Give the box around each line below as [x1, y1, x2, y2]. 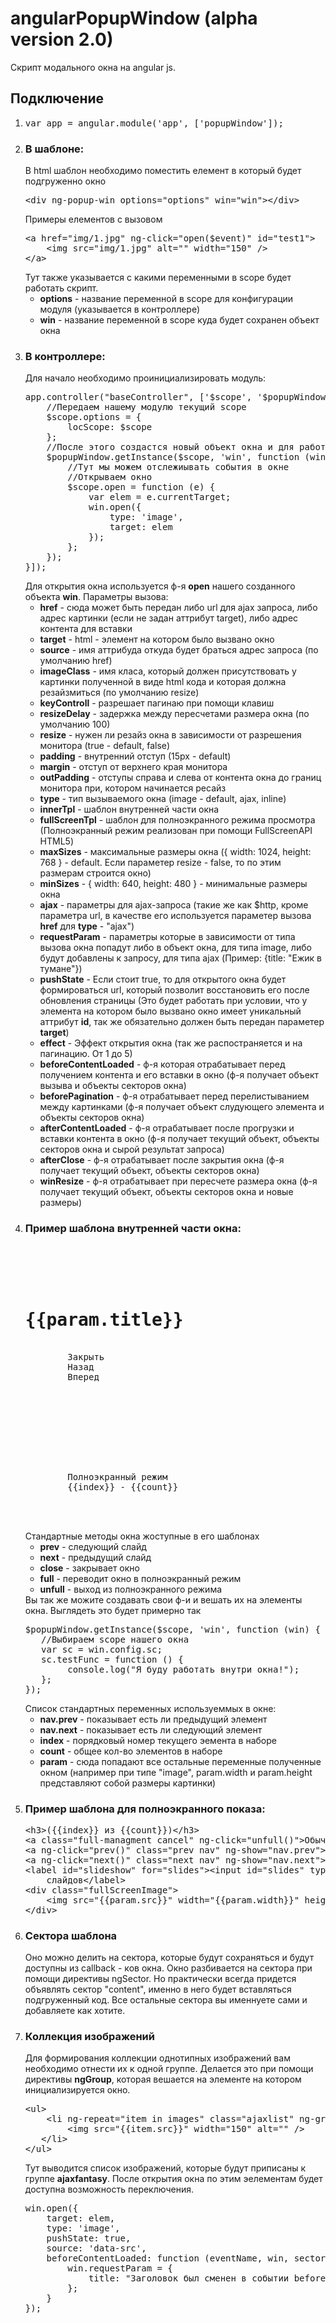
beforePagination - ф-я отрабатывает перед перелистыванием [39, 1090, 310, 1102]
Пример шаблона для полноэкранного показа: [24, 1802, 266, 1816]
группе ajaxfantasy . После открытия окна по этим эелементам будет [24, 2173, 323, 2185]
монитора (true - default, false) [39, 740, 171, 752]
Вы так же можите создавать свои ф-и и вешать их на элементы [24, 1593, 303, 1606]
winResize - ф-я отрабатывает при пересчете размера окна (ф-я [39, 1175, 318, 1187]
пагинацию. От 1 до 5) [39, 1048, 133, 1060]
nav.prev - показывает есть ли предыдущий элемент [39, 1713, 268, 1725]
